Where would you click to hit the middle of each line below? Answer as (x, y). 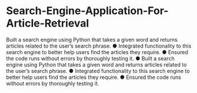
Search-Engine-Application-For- (87, 11)
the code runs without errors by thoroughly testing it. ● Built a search (90, 58)
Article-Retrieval (48, 23)
